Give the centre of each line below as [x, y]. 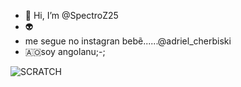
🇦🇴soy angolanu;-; [65, 51]
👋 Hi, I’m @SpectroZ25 [71, 15]
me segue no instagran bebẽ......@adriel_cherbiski [128, 41]
